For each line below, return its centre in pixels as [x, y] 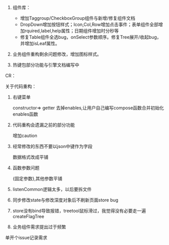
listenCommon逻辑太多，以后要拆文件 [52, 189]
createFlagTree [28, 216]
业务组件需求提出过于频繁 [39, 227]
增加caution [25, 136]
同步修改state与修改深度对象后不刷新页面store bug [66, 200]
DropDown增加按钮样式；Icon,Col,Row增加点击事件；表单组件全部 [89, 24]
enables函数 [25, 114]
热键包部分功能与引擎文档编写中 [46, 65]
